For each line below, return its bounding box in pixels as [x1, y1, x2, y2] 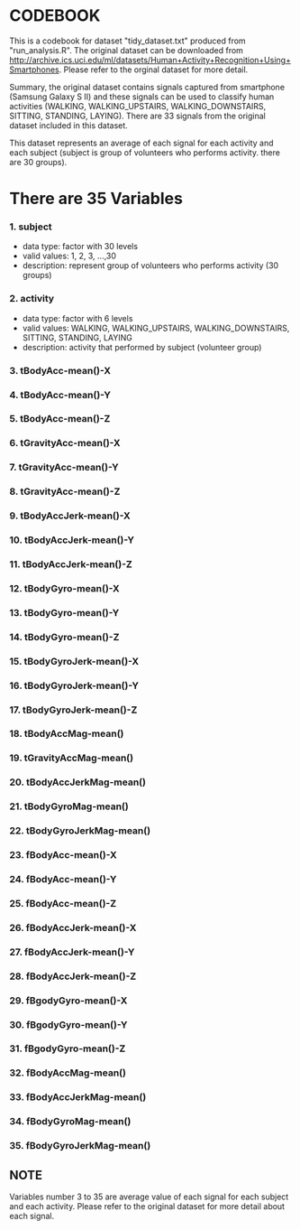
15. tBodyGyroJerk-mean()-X [9, 655, 140, 667]
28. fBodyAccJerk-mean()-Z [9, 970, 137, 983]
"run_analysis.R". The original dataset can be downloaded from [9, 44, 243, 55]
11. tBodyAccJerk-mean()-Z [9, 558, 132, 571]
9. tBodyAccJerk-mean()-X [9, 509, 131, 522]
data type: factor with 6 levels [22, 312, 133, 323]
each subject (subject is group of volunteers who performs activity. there [9, 146, 281, 158]
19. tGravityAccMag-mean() [9, 751, 133, 764]
